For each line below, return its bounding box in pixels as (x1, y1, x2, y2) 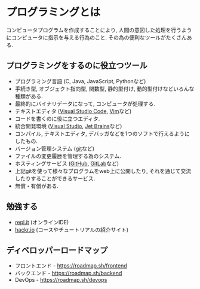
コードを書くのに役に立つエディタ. (14, 115, 100, 122)
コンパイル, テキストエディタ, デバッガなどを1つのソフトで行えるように (14, 130, 190, 137)
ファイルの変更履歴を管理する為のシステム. (14, 152, 121, 159)
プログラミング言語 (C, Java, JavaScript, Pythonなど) (14, 77, 146, 84)
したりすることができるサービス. (14, 175, 96, 182)
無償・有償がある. (14, 182, 59, 189)
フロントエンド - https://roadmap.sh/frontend (14, 262, 127, 269)
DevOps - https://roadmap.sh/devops (14, 276, 107, 284)
